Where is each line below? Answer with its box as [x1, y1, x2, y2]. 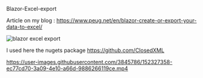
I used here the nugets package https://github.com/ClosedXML [6, 47, 165, 54]
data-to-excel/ [6, 24, 43, 30]
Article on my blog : [6, 17, 55, 24]
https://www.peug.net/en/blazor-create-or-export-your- [56, 17, 197, 24]
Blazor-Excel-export [6, 5, 57, 12]
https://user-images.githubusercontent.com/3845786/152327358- [6, 59, 173, 65]
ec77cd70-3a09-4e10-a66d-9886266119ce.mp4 [6, 65, 129, 72]
